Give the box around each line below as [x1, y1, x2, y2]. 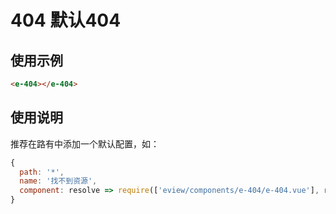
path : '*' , [19, 167, 65, 177]
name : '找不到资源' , [19, 176, 98, 186]
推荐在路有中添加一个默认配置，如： [10, 137, 160, 150]
